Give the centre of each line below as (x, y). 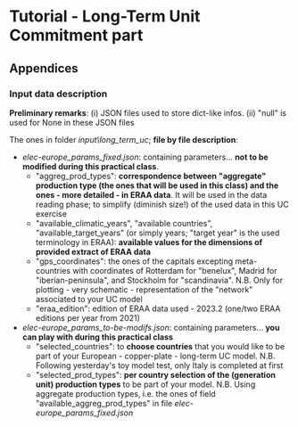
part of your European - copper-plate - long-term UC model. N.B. (155, 356)
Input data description (58, 94)
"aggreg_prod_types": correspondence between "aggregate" (151, 176)
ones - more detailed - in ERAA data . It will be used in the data (151, 194)
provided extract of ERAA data (93, 251)
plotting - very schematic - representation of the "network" (144, 289)
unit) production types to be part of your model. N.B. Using (145, 384)
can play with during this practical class (98, 337)
